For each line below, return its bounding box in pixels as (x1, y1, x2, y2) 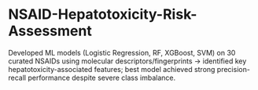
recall (8, 73, 26, 82)
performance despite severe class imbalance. (27, 73, 175, 82)
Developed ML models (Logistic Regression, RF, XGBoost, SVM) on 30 (8, 48, 236, 57)
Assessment (8, 22, 92, 40)
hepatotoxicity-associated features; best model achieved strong (8, 64, 216, 74)
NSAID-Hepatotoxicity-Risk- (8, 5, 197, 23)
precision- (216, 64, 250, 74)
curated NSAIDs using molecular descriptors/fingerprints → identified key (8, 56, 247, 66)
